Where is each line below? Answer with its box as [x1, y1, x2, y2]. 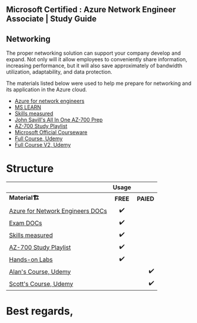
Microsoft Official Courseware [14, 129, 88, 136]
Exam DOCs [9, 219, 42, 227]
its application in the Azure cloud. [6, 86, 87, 93]
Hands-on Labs [9, 255, 53, 263]
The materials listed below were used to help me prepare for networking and [6, 80, 192, 87]
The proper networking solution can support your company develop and [6, 50, 181, 57]
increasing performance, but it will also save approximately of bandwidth [6, 62, 182, 70]
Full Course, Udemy [14, 135, 63, 142]
